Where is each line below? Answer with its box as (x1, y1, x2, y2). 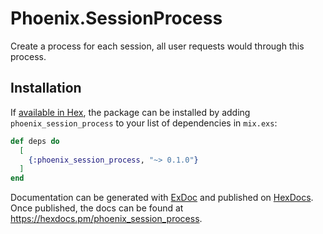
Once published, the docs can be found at (10, 202, 184, 214)
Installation (10, 80, 82, 97)
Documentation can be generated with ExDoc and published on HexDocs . (10, 192, 314, 204)
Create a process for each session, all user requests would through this (10, 40, 305, 52)
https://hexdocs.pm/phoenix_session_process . (10, 213, 203, 225)
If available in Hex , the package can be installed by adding (10, 106, 251, 118)
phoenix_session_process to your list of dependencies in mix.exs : (10, 117, 278, 129)
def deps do (10, 136, 60, 146)
